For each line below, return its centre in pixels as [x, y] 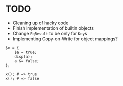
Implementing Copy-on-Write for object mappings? [65, 39]
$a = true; [26, 52]
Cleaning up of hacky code [40, 23]
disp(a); [23, 57]
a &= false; [27, 61]
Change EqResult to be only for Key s [50, 33]
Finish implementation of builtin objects [53, 28]
